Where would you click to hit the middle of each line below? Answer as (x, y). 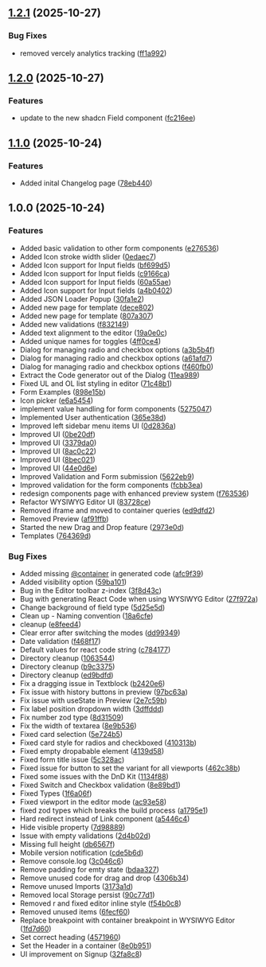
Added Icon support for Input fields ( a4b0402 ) (96, 290)
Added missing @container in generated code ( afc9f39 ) (111, 574)
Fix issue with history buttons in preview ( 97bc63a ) (104, 692)
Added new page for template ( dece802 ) (87, 307)
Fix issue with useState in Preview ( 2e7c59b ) (93, 700)
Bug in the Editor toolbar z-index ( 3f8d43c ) (90, 591)
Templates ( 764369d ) (55, 536)
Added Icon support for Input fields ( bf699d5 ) (95, 265)
